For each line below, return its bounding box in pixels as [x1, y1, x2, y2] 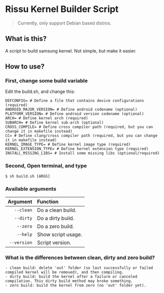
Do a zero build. [37, 223, 74, 230]
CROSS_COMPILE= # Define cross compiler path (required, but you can [5, 124, 153, 129]
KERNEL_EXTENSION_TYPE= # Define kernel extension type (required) [5, 146, 149, 151]
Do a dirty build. [37, 215, 74, 222]
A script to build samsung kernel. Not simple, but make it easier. [5, 47, 136, 53]
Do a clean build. [37, 206, 76, 213]
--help [16, 231, 32, 237]
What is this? [5, 34, 47, 43]
